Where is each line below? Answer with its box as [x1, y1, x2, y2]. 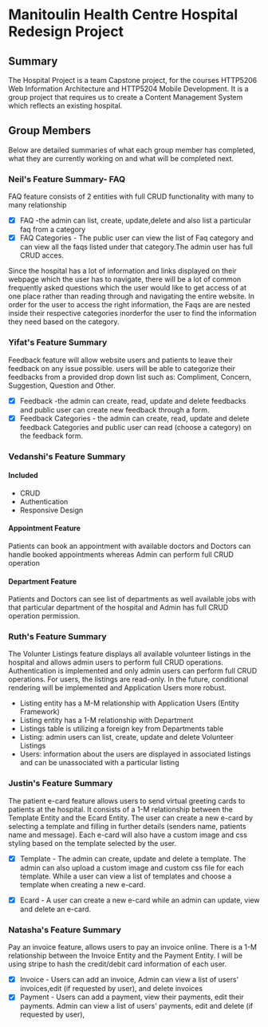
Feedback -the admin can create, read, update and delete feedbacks [19, 396, 246, 405]
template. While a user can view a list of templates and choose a [19, 871, 232, 881]
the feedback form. [19, 431, 84, 440]
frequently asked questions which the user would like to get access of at [8, 283, 247, 293]
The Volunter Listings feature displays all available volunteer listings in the [8, 649, 251, 659]
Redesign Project [8, 22, 124, 41]
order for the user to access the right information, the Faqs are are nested [8, 300, 251, 310]
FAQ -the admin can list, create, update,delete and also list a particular [19, 215, 251, 225]
